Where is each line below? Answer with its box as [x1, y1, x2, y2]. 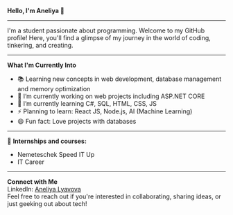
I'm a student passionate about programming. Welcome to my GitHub [7, 26, 205, 35]
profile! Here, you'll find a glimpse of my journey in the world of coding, [7, 34, 212, 41]
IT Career [17, 158, 45, 166]
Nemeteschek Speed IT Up [17, 151, 95, 158]
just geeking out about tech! [7, 200, 88, 207]
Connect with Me [7, 178, 58, 186]
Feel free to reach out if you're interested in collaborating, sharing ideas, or [7, 192, 222, 200]
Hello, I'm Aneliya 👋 [7, 7, 64, 15]
